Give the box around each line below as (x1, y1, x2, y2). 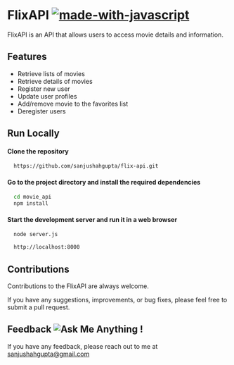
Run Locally (7, 128, 60, 140)
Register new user (17, 85, 70, 93)
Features (7, 51, 47, 63)
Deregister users (17, 106, 66, 116)
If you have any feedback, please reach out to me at (7, 342, 158, 350)
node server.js (13, 231, 58, 238)
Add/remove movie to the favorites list (17, 99, 129, 108)
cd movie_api (13, 194, 52, 201)
